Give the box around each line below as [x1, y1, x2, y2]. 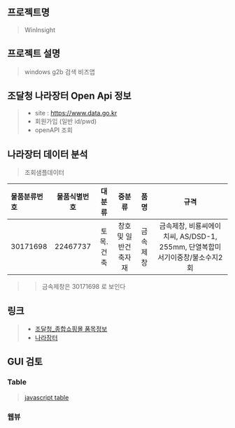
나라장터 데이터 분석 [7, 148, 88, 160]
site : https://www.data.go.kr [34, 109, 117, 117]
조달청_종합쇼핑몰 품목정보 [34, 324, 108, 334]
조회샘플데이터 [24, 169, 64, 177]
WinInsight [24, 25, 56, 34]
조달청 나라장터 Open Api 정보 [7, 90, 131, 102]
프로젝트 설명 [7, 48, 61, 59]
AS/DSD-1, [179, 231, 218, 241]
